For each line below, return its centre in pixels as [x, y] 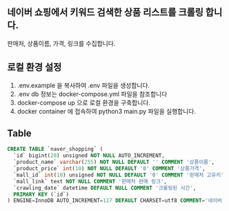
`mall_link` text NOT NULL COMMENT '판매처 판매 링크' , [90, 181]
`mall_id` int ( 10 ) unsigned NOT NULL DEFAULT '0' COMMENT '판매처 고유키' [119, 175]
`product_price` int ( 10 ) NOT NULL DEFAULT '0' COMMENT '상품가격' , [109, 169]
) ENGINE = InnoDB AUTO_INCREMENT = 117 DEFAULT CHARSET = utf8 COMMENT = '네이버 [115, 201]
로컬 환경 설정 [34, 67]
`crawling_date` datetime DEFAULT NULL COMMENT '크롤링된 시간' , [105, 188]
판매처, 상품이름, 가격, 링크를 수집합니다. [61, 43]
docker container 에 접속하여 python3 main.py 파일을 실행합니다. [107, 111]
